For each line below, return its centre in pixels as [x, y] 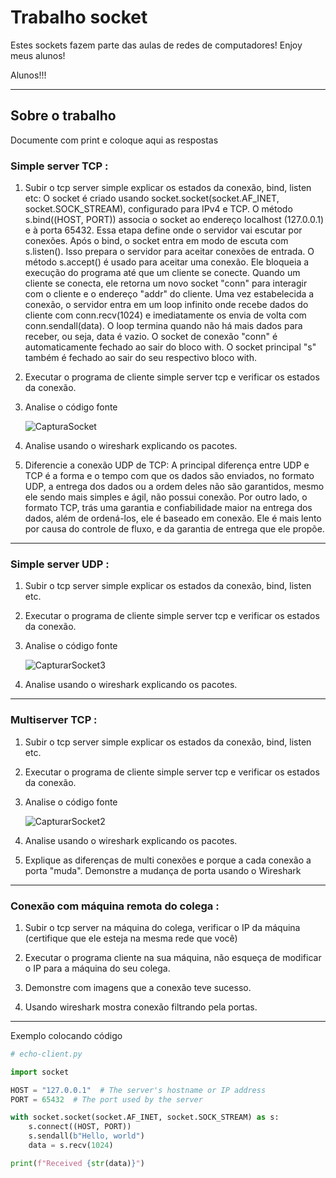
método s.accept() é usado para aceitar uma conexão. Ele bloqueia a [167, 262]
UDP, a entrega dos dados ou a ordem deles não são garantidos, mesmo [174, 487]
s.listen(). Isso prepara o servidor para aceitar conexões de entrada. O [169, 252]
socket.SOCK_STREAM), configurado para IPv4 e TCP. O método [158, 209]
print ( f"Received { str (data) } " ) [77, 1163]
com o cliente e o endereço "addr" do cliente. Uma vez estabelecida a [169, 294]
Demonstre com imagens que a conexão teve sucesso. [138, 987]
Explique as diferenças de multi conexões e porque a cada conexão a [168, 860]
